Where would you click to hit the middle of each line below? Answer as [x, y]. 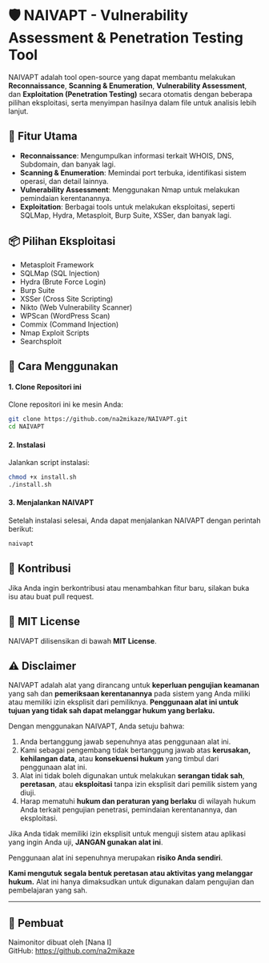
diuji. [28, 792]
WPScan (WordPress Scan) [65, 315]
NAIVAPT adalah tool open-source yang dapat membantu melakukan [122, 77]
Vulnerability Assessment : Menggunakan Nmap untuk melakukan [130, 190]
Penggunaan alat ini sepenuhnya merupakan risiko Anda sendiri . [116, 858]
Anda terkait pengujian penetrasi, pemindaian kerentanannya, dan [128, 810]
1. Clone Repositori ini [45, 387]
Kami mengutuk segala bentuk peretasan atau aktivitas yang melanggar [131, 873]
